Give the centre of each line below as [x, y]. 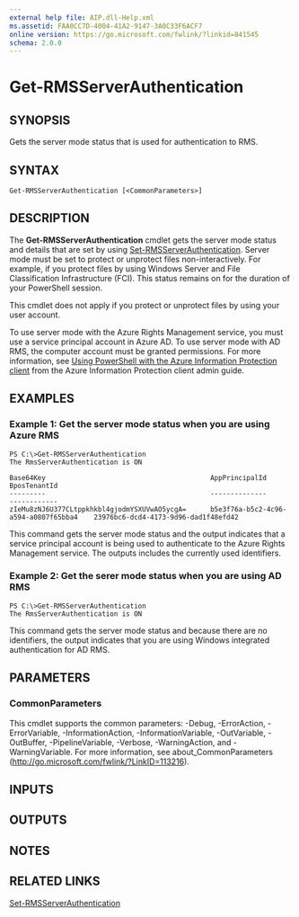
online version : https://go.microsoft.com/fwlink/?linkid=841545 [134, 34]
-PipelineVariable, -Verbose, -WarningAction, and [140, 742]
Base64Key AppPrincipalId [138, 477]
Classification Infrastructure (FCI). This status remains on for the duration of [149, 278]
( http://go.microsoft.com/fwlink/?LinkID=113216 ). [100, 761]
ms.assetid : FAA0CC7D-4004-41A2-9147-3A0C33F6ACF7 [106, 26]
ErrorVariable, [35, 733]
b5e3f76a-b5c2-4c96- [248, 509]
